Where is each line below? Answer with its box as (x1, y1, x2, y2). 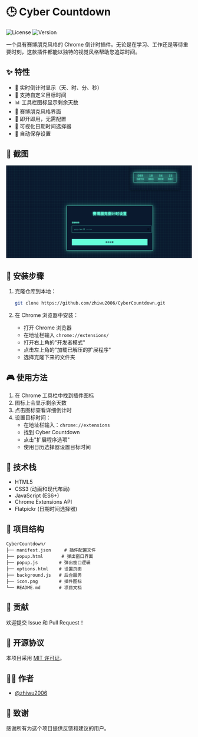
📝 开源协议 (6, 637, 44, 647)
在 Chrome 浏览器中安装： (14, 312, 79, 319)
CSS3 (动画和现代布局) (14, 485, 70, 493)
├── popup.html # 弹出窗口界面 (6, 553, 93, 559)
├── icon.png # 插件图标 (6, 579, 82, 584)
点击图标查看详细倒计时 (14, 406, 72, 414)
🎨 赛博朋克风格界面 (14, 108, 61, 115)
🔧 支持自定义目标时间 (14, 91, 67, 98)
